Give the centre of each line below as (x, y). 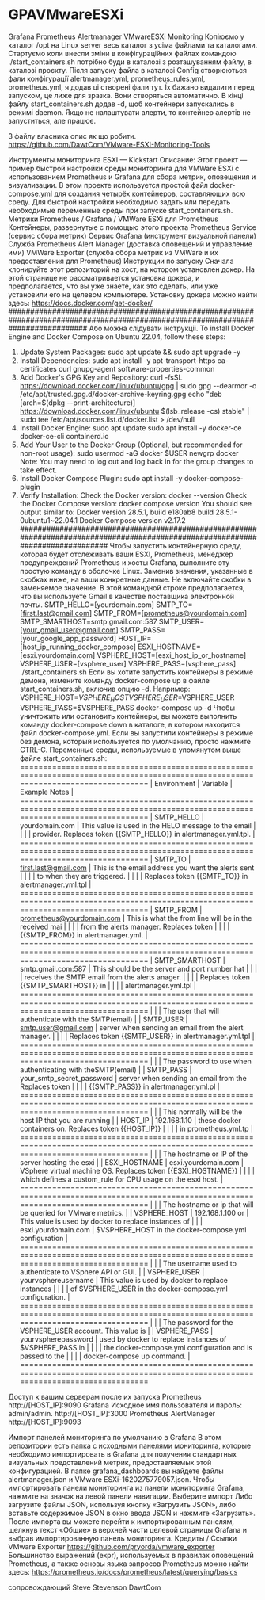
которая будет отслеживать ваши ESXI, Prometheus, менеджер (126, 554)
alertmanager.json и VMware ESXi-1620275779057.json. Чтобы (112, 1479)
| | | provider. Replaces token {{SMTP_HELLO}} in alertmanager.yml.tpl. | (137, 834)
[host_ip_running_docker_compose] (78, 647)
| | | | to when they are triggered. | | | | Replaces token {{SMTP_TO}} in (134, 876)
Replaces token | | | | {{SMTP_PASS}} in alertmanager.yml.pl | (119, 1086)
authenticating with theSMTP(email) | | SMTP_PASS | (106, 1069)
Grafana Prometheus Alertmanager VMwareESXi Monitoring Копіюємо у (127, 36)
